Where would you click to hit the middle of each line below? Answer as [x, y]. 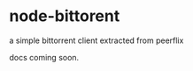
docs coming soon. [44, 57]
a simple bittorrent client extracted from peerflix [96, 40]
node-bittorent [65, 16]
